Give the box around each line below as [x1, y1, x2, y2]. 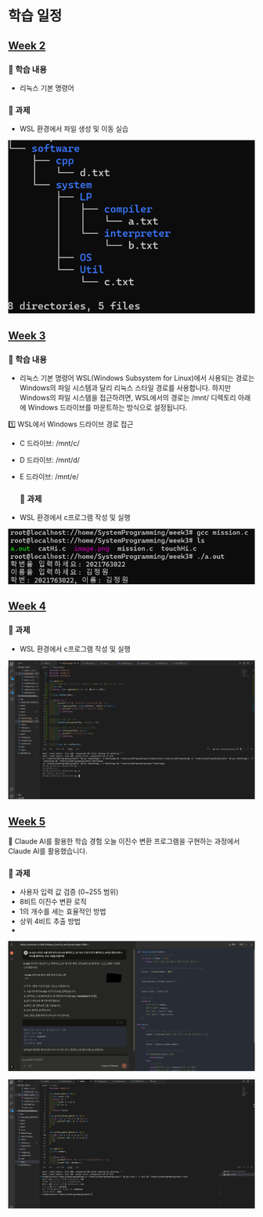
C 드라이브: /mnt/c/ [19, 438, 80, 448]
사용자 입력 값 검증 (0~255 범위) [19, 887, 119, 897]
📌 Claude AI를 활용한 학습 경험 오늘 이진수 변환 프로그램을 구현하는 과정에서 [8, 837, 240, 846]
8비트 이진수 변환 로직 [19, 897, 88, 907]
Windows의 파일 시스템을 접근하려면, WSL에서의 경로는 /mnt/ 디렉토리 [19, 393, 236, 402]
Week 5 [8, 814, 45, 828]
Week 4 [8, 600, 47, 613]
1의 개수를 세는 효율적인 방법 [19, 907, 106, 916]
